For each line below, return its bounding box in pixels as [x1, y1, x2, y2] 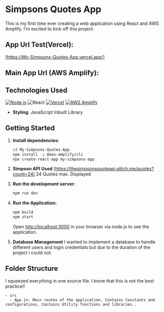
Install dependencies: [12, 137, 60, 143]
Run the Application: [12, 200, 57, 206]
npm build [12, 210, 34, 215]
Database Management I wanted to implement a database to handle [12, 239, 156, 245]
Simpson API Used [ [12, 166, 56, 172]
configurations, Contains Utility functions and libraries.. [5, 302, 137, 307]
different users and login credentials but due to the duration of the [12, 245, 151, 251]
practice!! [5, 283, 25, 289]
